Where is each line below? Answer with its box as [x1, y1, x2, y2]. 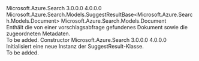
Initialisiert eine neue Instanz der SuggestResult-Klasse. [6, 43, 144, 50]
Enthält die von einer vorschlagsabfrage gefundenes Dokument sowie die [6, 24, 188, 30]
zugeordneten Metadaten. [6, 30, 71, 37]
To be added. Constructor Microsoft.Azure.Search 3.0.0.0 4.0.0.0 [6, 36, 167, 43]
